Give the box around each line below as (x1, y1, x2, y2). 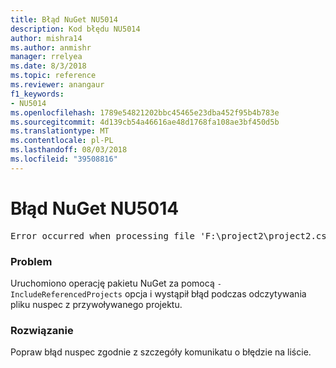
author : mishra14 (10, 33, 83, 43)
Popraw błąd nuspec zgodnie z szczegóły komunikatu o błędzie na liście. (10, 346, 312, 358)
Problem (10, 254, 53, 268)
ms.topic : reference (10, 71, 97, 81)
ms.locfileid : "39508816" (10, 154, 118, 164)
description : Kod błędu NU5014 (10, 24, 141, 34)
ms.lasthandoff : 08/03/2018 (10, 145, 128, 155)
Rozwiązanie (10, 323, 74, 337)
